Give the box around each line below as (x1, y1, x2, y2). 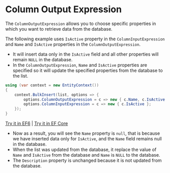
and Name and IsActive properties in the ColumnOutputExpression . (5, 41, 141, 47)
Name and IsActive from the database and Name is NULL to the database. (12, 152, 160, 158)
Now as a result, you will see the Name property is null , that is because (12, 130, 160, 136)
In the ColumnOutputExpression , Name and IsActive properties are (12, 62, 148, 68)
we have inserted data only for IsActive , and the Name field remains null (12, 136, 162, 142)
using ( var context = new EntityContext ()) (5, 83, 99, 88)
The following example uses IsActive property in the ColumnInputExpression (5, 36, 165, 42)
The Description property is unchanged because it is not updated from (12, 157, 162, 164)
